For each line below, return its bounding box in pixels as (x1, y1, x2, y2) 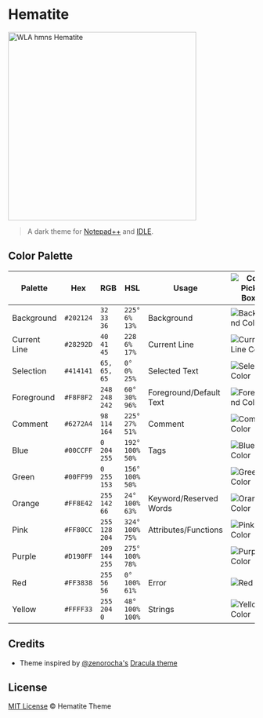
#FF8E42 (63, 498, 93, 508)
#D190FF (63, 552, 93, 560)
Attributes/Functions (148, 524, 223, 535)
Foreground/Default (148, 387, 221, 398)
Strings (148, 603, 175, 614)
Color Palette (8, 250, 73, 263)
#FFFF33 (63, 604, 93, 614)
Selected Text (148, 365, 199, 376)
